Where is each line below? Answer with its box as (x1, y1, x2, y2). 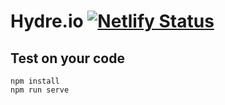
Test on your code (10, 50, 125, 67)
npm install (10, 76, 60, 86)
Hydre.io (10, 10, 84, 33)
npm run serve (10, 85, 70, 95)
